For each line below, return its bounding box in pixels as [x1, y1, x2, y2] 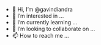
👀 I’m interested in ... [12, 12, 64, 19]
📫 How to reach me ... [12, 32, 69, 39]
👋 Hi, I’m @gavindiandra [12, 6, 73, 13]
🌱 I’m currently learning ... [12, 19, 78, 26]
